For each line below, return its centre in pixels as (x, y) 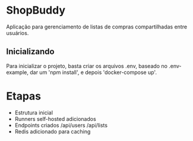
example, (17, 72)
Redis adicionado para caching (53, 132)
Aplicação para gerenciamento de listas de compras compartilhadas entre (97, 27)
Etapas (24, 96)
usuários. (18, 33)
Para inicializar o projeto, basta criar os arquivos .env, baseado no (87, 66)
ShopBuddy (36, 10)
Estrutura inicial (34, 113)
